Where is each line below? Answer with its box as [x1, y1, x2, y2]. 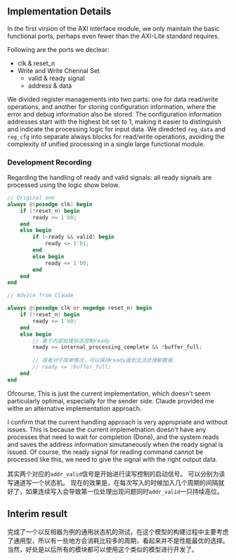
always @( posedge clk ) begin [7, 200, 93, 208]
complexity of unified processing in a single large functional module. [7, 140, 206, 148]
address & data [27, 81, 72, 90]
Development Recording [7, 157, 92, 167]
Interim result [7, 508, 68, 520]
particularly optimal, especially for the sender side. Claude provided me [7, 396, 214, 405]
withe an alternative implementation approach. [7, 404, 142, 412]
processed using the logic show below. [7, 181, 121, 189]
